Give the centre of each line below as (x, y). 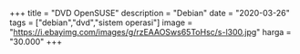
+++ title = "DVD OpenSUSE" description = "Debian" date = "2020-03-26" (150, 13)
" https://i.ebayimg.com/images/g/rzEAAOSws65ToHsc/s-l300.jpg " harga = (150, 32)
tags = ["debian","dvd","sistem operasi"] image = (101, 22)
